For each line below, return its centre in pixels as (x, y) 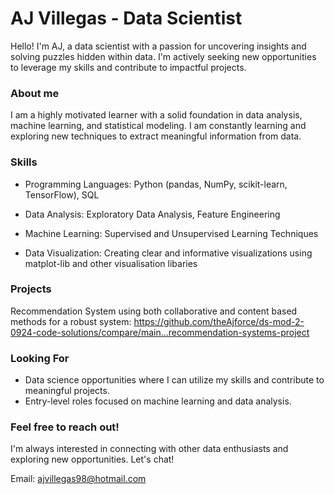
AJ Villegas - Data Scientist (126, 18)
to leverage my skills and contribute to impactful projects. (128, 67)
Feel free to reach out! (65, 427)
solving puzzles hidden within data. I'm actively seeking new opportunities (163, 56)
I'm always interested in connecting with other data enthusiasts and (149, 449)
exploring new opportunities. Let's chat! (92, 459)
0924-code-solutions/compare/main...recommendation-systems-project (160, 332)
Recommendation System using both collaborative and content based (154, 311)
